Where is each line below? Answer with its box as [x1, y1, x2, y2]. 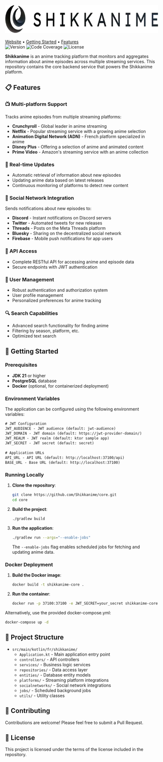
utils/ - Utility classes [19, 693, 65, 698]
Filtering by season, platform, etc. [12, 328, 80, 334]
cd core [12, 498, 28, 503]
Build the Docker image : [12, 572, 62, 578]
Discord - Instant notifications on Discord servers [12, 215, 112, 221]
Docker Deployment [5, 561, 53, 568]
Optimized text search [12, 333, 57, 339]
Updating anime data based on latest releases [12, 177, 104, 183]
